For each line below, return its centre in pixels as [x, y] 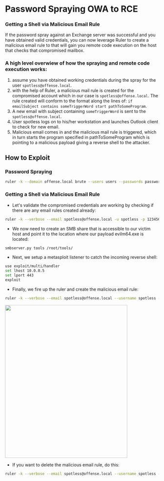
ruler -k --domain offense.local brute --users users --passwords [74, 182]
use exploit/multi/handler [32, 266]
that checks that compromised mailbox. [45, 50]
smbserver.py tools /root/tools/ [39, 248]
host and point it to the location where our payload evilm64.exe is [78, 234]
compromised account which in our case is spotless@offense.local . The [85, 95]
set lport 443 [20, 275]
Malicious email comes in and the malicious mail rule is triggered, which [84, 132]
